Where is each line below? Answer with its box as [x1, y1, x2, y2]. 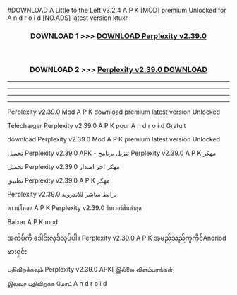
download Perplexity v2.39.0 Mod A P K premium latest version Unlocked [7, 134, 221, 144]
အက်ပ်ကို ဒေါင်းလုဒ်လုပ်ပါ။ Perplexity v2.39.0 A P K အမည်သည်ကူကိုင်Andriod [7, 233, 227, 242]
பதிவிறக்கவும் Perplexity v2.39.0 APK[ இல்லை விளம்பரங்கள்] [7, 265, 175, 273]
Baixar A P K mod [7, 217, 59, 226]
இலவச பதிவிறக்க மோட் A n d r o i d [7, 279, 107, 287]
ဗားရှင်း [7, 247, 28, 255]
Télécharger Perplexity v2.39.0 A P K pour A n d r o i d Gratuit [7, 121, 186, 129]
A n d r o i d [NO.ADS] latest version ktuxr [7, 13, 128, 22]
